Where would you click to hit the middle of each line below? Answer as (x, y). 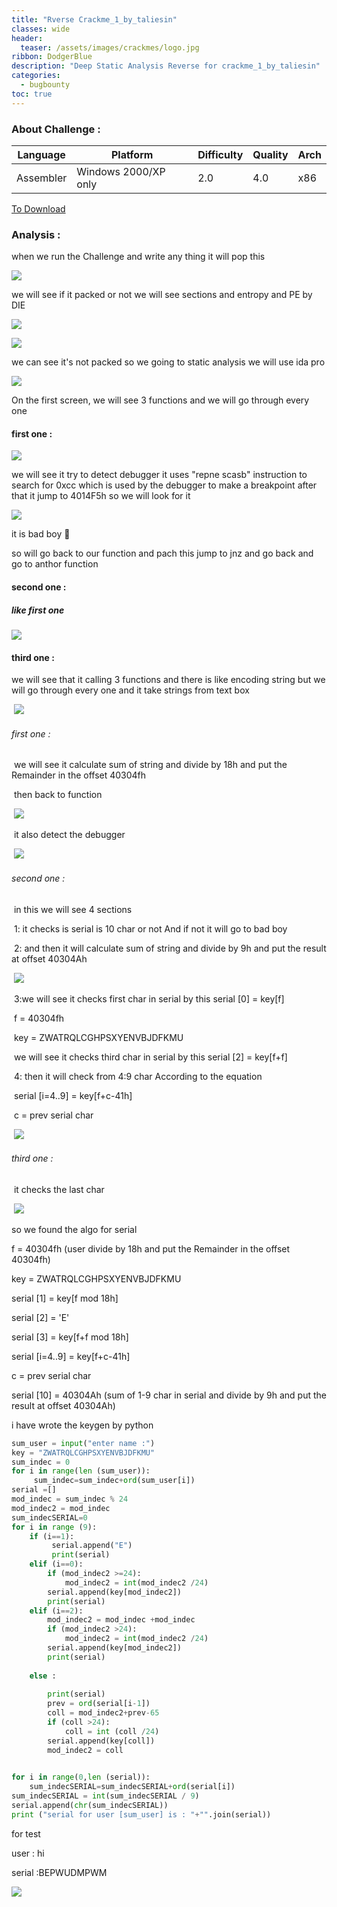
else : (43, 1676)
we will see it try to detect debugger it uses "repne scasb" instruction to (159, 475)
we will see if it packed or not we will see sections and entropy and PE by (162, 295)
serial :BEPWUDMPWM (59, 1872)
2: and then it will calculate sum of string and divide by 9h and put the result (170, 948)
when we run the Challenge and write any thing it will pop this (138, 257)
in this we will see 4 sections (73, 909)
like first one (38, 610)
